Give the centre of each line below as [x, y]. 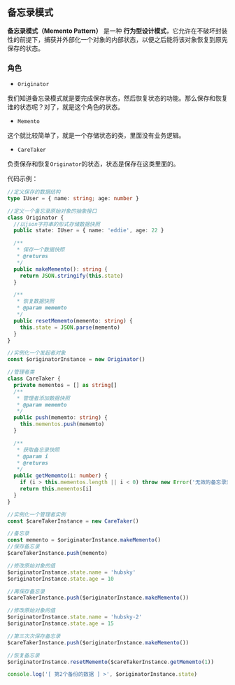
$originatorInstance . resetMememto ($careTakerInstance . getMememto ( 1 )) [111, 662]
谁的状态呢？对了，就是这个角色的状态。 [65, 107]
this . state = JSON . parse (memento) [70, 327]
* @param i [33, 456]
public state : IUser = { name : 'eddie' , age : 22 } [89, 231]
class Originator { [36, 218]
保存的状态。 [26, 48]
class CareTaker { [34, 379]
